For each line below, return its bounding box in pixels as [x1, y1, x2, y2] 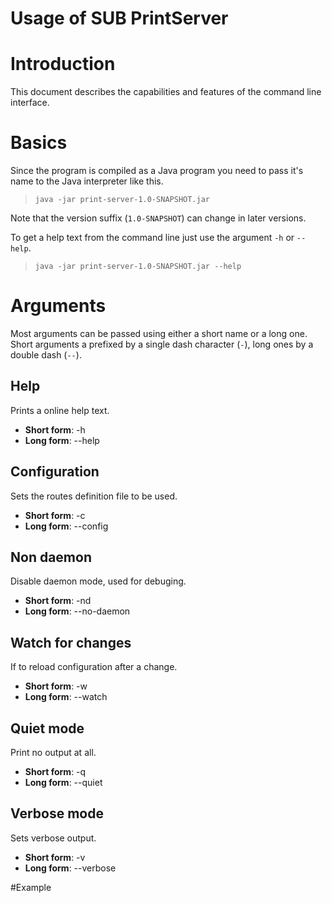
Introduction [10, 53, 116, 76]
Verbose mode [10, 805, 104, 822]
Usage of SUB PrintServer [10, 7, 229, 30]
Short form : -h [24, 423, 86, 436]
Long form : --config [24, 520, 109, 532]
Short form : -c [24, 509, 86, 521]
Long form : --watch [24, 691, 108, 703]
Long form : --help [24, 434, 100, 446]
